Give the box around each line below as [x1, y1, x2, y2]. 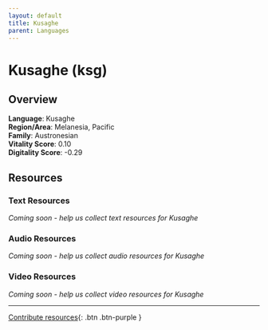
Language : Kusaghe [8, 113, 76, 124]
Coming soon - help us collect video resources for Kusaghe [8, 289, 204, 299]
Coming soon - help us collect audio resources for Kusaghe [8, 251, 205, 260]
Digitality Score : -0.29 [8, 148, 83, 157]
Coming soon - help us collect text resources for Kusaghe [8, 213, 199, 223]
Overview [8, 93, 58, 106]
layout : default [8, 11, 62, 20]
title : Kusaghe [8, 19, 59, 27]
